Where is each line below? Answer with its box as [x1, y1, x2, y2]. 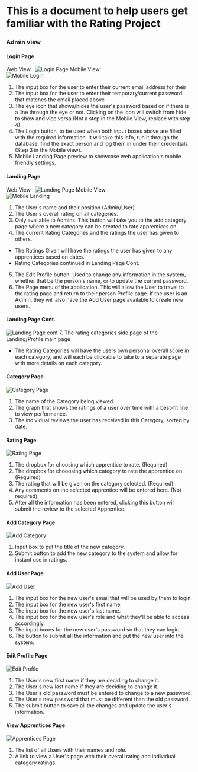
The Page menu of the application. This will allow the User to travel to [14, 283, 184, 291]
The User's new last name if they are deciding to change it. [14, 683, 159, 690]
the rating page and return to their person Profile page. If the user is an [14, 289, 188, 297]
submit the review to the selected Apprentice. [14, 505, 126, 512]
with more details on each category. [14, 359, 102, 366]
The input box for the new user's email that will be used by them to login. [14, 594, 192, 601]
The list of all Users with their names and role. [14, 746, 127, 754]
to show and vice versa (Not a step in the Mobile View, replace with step [14, 115, 191, 122]
